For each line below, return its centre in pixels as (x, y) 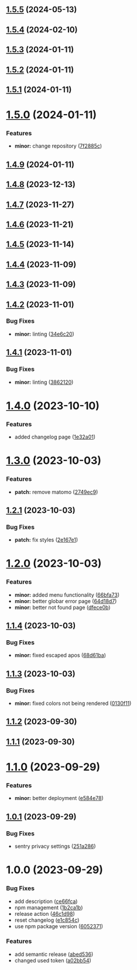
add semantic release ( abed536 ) (54, 954)
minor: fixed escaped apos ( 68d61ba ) (60, 655)
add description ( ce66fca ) (46, 901)
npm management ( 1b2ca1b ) (49, 907)
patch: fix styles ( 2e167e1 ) (46, 540)
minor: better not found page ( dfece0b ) (62, 607)
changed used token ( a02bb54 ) (53, 960)
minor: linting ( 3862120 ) (44, 382)
